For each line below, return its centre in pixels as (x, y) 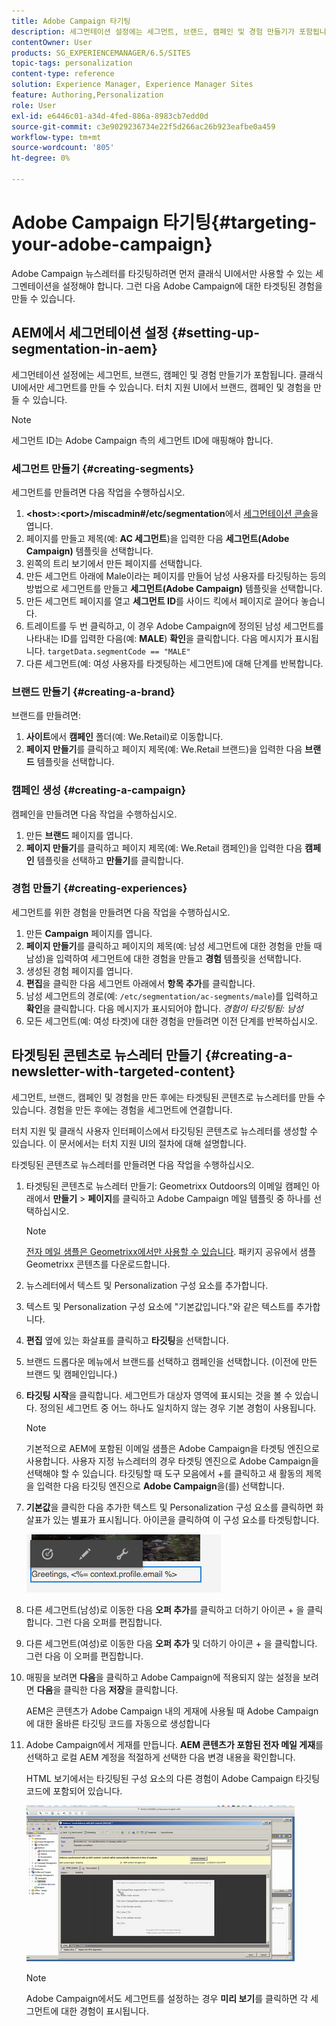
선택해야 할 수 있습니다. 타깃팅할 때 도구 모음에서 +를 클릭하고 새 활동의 (164, 1473)
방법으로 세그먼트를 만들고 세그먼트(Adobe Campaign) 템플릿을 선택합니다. (174, 588)
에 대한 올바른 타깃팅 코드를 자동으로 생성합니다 (118, 1723)
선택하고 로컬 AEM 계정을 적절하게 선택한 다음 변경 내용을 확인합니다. (160, 1757)
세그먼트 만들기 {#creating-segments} (103, 468)
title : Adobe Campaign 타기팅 (71, 21)
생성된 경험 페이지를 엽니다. (79, 971)
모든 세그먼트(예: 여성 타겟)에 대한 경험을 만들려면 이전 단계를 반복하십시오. (171, 1021)
